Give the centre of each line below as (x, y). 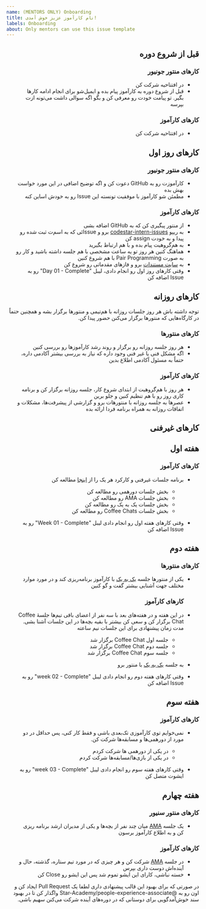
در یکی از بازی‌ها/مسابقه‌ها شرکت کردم (124, 758)
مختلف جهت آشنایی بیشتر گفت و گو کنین (137, 585)
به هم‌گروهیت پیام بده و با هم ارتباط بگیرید (136, 245)
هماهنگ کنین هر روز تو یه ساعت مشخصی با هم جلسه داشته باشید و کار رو (100, 251)
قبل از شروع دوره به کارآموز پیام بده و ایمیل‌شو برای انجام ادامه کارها (105, 91)
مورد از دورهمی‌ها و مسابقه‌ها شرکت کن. (137, 739)
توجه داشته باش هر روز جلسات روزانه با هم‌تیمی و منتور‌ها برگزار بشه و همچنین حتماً (104, 311)
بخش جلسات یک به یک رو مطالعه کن (127, 504)
